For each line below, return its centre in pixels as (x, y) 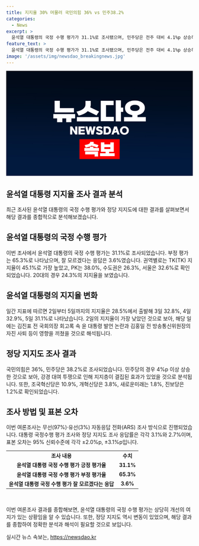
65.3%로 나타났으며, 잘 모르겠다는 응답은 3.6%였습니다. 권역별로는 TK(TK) (99, 260)
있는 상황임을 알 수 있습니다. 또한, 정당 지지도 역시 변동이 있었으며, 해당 (99, 517)
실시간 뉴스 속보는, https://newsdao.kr (51, 537)
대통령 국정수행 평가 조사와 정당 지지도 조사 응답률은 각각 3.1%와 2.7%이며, (105, 435)
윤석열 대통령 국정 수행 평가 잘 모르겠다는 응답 (61, 484)
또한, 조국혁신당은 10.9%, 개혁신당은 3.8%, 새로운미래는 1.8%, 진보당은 (102, 384)
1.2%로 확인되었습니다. (33, 391)
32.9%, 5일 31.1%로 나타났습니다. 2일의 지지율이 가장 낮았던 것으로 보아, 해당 (96, 318)
